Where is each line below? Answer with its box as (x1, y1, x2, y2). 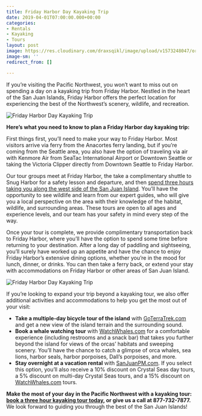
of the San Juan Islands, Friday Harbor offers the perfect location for (6, 94, 176, 101)
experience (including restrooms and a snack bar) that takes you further (14, 334, 194, 341)
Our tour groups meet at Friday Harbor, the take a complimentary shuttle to (6, 172, 192, 179)
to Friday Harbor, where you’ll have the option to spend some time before (6, 235, 188, 242)
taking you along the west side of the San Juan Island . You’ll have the (6, 185, 179, 192)
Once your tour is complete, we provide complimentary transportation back (6, 228, 193, 236)
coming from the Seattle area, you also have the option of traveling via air (6, 148, 188, 155)
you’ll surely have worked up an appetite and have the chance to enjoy (6, 248, 182, 255)
